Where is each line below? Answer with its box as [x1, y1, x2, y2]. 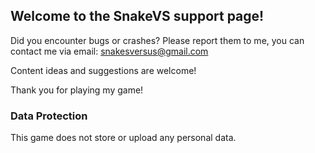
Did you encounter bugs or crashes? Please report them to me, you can [10, 34, 305, 46]
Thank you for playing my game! [10, 84, 144, 96]
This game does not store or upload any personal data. [10, 132, 237, 144]
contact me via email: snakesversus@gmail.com [10, 45, 209, 57]
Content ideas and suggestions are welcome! [10, 64, 197, 76]
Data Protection [10, 109, 88, 123]
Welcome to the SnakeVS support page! [10, 8, 265, 25]
